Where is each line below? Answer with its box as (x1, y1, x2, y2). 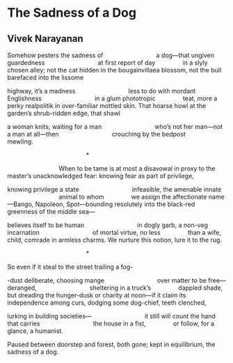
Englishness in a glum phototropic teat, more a (7, 94, 218, 102)
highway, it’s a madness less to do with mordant (7, 87, 196, 95)
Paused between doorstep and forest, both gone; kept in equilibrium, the (7, 340, 216, 348)
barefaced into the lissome (7, 73, 84, 82)
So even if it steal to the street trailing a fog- (7, 263, 134, 271)
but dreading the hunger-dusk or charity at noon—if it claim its (7, 291, 186, 299)
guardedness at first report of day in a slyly (7, 59, 208, 67)
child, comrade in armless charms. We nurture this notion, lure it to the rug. (7, 235, 223, 244)
